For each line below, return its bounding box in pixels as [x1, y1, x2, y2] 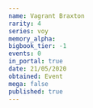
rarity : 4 [8, 19, 42, 28]
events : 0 [8, 50, 42, 58]
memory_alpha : [8, 34, 57, 43]
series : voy [8, 27, 49, 35]
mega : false [8, 80, 49, 88]
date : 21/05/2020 [8, 65, 67, 73]
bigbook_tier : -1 [8, 42, 67, 50]
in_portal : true [8, 58, 63, 66]
